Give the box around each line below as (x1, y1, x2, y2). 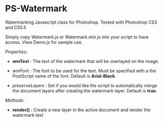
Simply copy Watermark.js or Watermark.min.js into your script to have (5, 34, 149, 40)
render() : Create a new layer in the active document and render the (12, 107, 151, 113)
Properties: (5, 49, 28, 55)
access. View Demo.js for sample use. (5, 39, 83, 45)
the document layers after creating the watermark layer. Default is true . (12, 88, 157, 93)
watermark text (12, 112, 43, 118)
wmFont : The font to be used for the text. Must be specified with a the (12, 67, 157, 74)
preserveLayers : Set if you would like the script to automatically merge (12, 82, 157, 89)
